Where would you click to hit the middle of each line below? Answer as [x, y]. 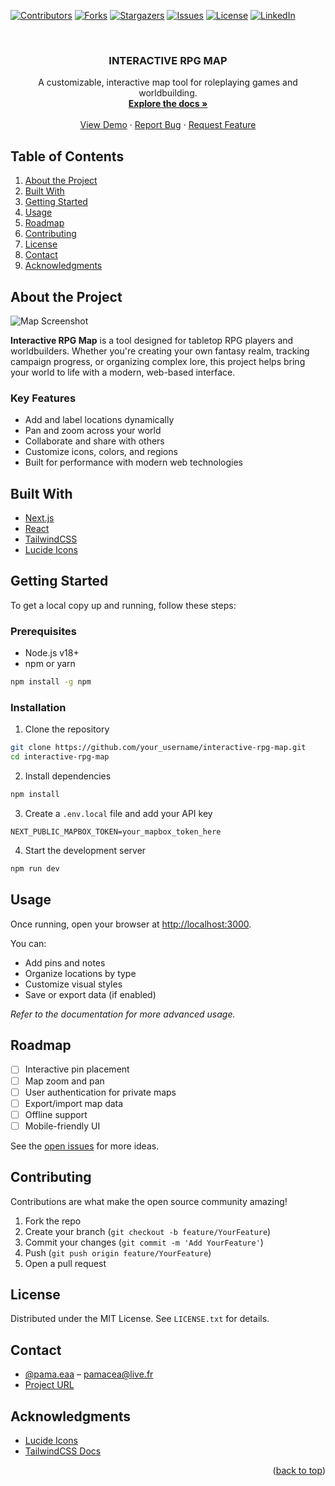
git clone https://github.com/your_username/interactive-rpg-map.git [158, 748]
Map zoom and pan [64, 1081]
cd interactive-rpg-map [60, 757]
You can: [28, 943]
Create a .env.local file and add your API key [118, 813]
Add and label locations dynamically [99, 420]
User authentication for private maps [100, 1092]
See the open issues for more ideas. [85, 1146]
